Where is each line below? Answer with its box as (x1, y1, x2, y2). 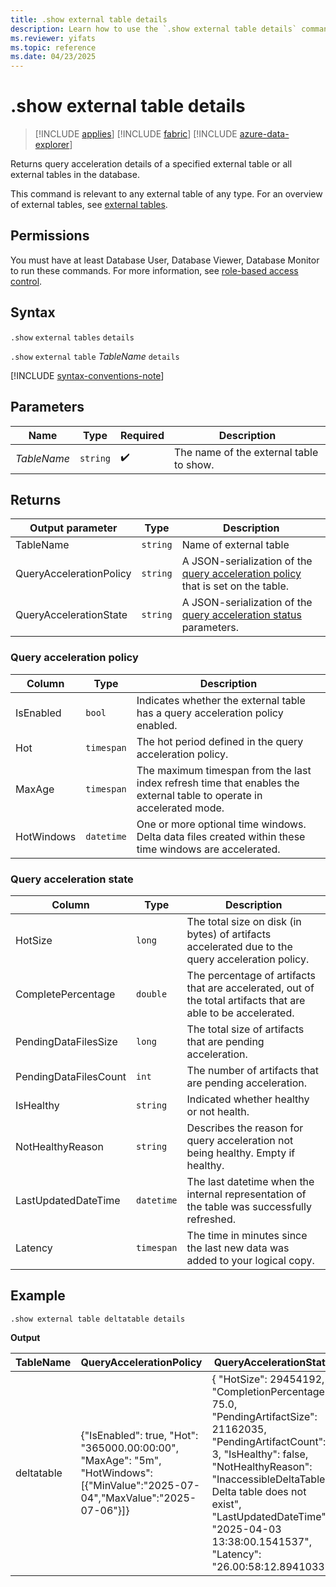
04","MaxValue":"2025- (80, 1491, 197, 1505)
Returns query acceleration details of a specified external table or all (10, 158, 293, 170)
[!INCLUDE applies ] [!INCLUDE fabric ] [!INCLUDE (34, 128, 238, 140)
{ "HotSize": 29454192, (211, 1372, 325, 1386)
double (136, 988, 168, 1000)
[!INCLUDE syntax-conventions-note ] (10, 369, 165, 381)
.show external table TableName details (10, 350, 180, 362)
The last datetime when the (186, 1174, 315, 1188)
